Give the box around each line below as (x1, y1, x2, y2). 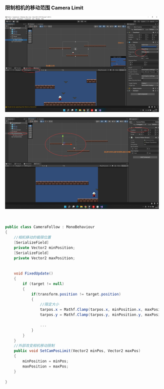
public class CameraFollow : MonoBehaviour (5, 225, 95, 229)
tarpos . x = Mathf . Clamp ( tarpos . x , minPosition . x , (40, 307, 143, 312)
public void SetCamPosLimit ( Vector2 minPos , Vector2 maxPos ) (14, 348, 141, 353)
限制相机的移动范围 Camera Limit (5, 4, 84, 11)
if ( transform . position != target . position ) (31, 292, 121, 297)
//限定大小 (40, 302, 60, 307)
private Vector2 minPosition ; (14, 245, 76, 250)
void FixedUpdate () (14, 271, 54, 276)
